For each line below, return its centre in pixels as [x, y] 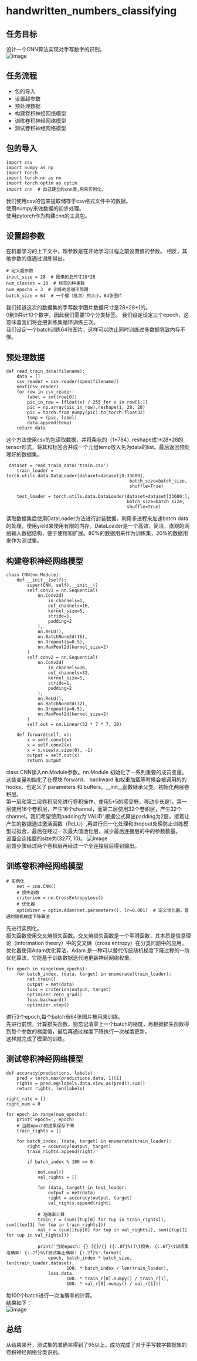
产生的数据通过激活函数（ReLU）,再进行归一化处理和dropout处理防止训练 [95, 824]
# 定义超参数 [20, 271]
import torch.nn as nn [34, 178]
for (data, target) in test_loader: [82, 1187]
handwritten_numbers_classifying [91, 11]
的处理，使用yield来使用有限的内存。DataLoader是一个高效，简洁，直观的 [95, 526]
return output [44, 761]
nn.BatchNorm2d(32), [62, 704]
